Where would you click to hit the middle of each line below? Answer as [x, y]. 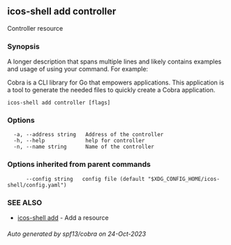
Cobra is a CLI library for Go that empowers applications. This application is [116, 82]
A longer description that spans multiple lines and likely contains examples [114, 61]
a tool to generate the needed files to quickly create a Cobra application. [111, 90]
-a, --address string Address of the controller [89, 135]
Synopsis [23, 46]
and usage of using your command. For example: [78, 69]
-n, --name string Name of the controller [84, 147]
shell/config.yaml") [37, 185]
